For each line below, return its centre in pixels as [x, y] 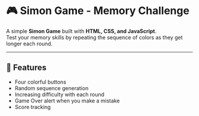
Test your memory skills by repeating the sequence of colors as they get [94, 37]
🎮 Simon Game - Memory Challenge [98, 11]
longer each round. [29, 44]
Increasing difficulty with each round [60, 94]
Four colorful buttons [40, 82]
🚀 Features [26, 68]
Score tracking [33, 107]
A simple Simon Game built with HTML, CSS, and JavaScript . [81, 31]
